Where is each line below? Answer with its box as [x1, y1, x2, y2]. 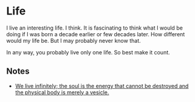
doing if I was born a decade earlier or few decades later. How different [6, 30, 185, 37]
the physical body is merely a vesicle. [15, 89, 109, 96]
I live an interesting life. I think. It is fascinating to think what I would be [6, 24, 183, 31]
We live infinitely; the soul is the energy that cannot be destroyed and [15, 82, 189, 89]
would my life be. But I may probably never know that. [6, 37, 141, 44]
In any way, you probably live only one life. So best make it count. [6, 48, 170, 56]
